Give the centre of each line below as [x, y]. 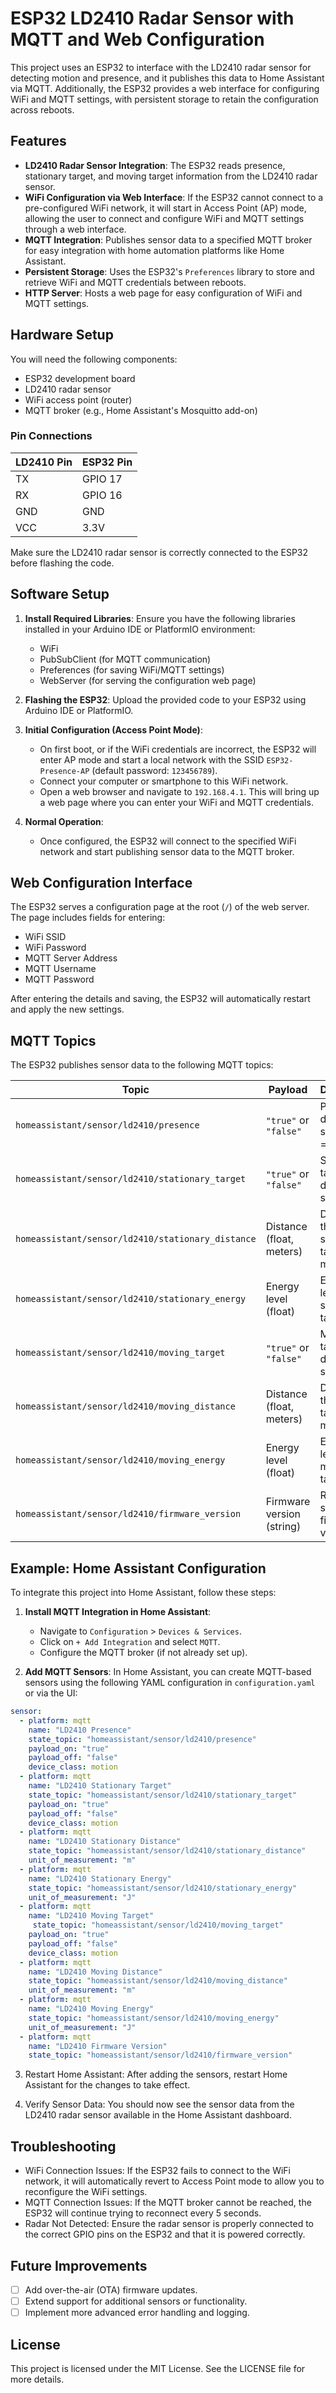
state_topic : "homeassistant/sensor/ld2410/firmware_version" [160, 2055]
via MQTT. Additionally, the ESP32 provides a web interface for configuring [165, 88]
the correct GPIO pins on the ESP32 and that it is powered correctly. [165, 2234]
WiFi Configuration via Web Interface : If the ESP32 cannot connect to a [174, 197]
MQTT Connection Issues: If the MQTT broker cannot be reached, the [168, 2203]
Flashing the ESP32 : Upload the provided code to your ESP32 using [165, 699]
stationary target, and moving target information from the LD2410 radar [171, 176]
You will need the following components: [94, 359]
